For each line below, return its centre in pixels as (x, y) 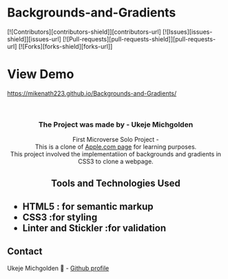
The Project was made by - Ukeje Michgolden (116, 124)
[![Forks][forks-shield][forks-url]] (65, 46)
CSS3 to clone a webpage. (116, 162)
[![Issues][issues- (188, 32)
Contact (25, 252)
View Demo (41, 74)
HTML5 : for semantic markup (88, 206)
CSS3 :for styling (60, 217)
